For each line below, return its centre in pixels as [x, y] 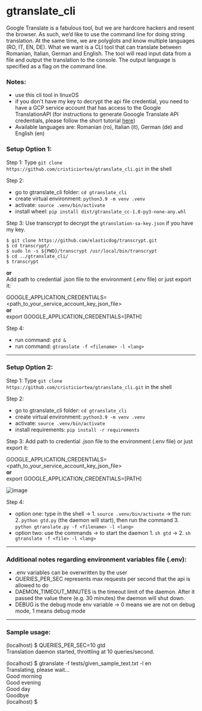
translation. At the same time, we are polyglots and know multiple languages [101, 40]
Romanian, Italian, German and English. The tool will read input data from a [99, 53]
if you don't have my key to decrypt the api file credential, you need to [102, 101]
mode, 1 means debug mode [50, 611]
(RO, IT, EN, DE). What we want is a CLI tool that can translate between [94, 47]
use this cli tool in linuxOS [47, 95]
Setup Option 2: [30, 367]
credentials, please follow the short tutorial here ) [75, 121]
